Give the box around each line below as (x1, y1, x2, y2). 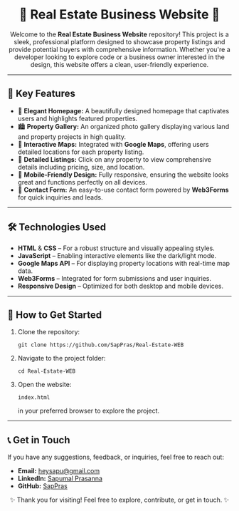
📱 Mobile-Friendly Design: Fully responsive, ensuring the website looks (17, 170, 229, 179)
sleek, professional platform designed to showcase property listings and (14, 37, 225, 46)
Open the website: (17, 381, 72, 389)
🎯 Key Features (7, 88, 76, 100)
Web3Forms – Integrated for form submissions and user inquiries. (17, 274, 212, 282)
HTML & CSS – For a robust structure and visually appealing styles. (17, 244, 215, 252)
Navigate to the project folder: (17, 354, 106, 363)
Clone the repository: (17, 328, 80, 336)
